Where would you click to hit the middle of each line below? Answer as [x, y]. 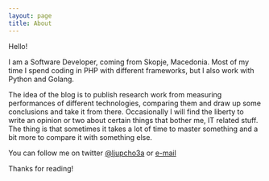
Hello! [18, 46]
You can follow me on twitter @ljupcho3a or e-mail [93, 153]
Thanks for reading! [41, 168]
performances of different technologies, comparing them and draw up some [135, 103]
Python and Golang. [41, 79]
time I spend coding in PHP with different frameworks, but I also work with [132, 70]
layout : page [30, 16]
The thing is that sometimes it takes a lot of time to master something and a [133, 129]
